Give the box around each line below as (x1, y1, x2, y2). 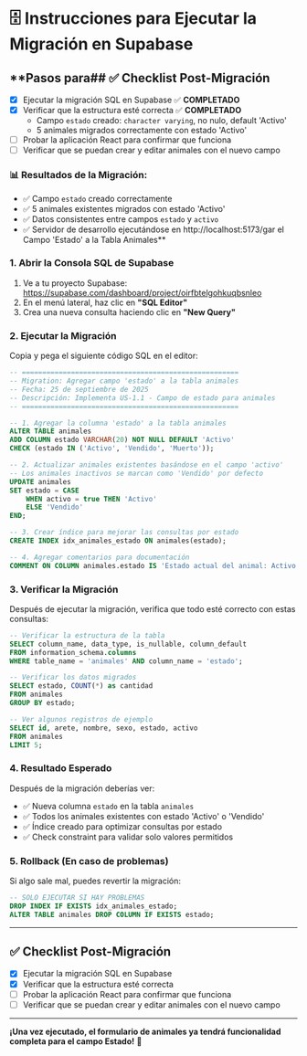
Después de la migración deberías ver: (9, 783, 155, 794)
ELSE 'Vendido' (26, 502, 84, 512)
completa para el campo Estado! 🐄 (9, 1035, 143, 1047)
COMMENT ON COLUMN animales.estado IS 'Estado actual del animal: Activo (9, 561, 297, 570)
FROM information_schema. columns (9, 648, 137, 657)
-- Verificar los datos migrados (9, 673, 137, 682)
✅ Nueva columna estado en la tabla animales (22, 800, 195, 811)
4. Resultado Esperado (9, 762, 112, 775)
